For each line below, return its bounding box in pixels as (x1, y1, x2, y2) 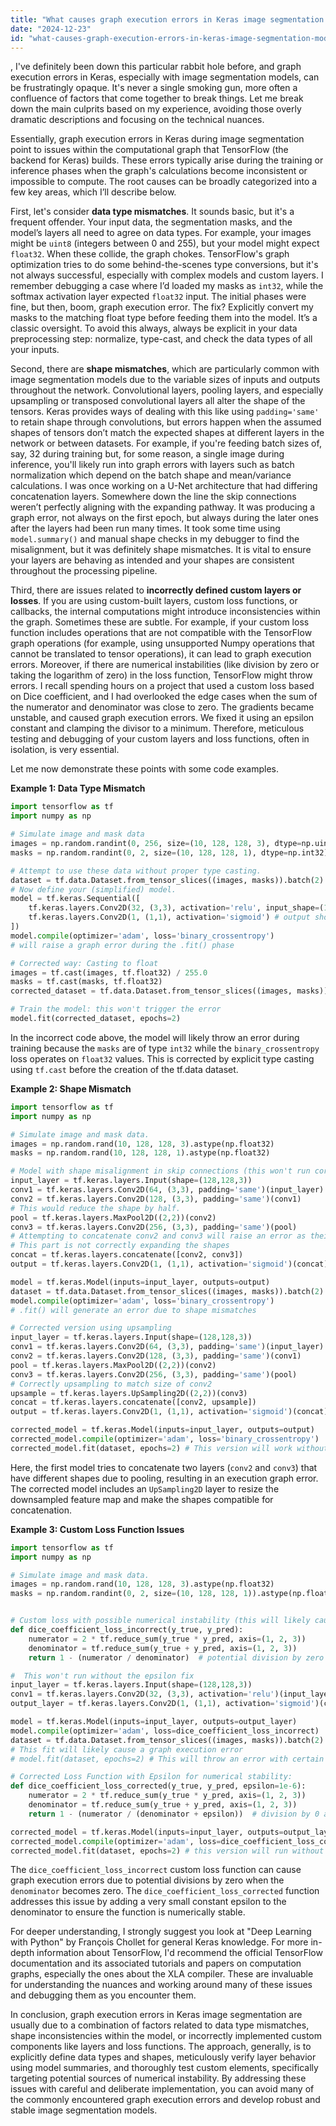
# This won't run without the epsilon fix (10, 1671, 195, 1681)
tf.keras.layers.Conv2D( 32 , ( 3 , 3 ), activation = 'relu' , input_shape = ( (28, 903, 325, 913)
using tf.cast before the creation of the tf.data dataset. (10, 1063, 239, 1075)
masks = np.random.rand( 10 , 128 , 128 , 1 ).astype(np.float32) (10, 1148, 271, 1158)
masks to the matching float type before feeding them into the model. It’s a (10, 312, 318, 324)
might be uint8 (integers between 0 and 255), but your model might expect (10, 237, 320, 250)
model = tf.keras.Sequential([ (10, 894, 141, 904)
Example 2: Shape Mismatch (10, 1082, 132, 1095)
